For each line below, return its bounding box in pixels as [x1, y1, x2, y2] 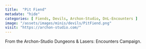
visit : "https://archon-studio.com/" [5, 25, 81, 30]
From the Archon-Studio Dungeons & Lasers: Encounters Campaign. [5, 38, 142, 44]
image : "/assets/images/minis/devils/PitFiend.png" [5, 20, 112, 26]
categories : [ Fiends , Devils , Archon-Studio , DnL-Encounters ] [5, 16, 138, 21]
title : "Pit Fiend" [5, 7, 47, 12]
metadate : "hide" [5, 12, 40, 16]
